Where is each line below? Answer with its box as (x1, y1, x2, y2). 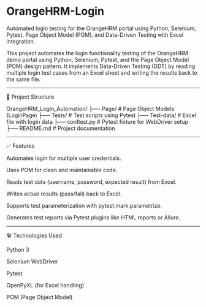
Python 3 (6, 246, 29, 253)
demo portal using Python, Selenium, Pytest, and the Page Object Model (6, 56, 189, 63)
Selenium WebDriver (6, 257, 58, 265)
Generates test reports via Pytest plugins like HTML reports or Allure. (6, 213, 181, 221)
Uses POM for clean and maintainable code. (6, 166, 118, 173)
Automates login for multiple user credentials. (6, 154, 121, 162)
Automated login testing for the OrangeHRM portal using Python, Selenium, (6, 25, 196, 32)
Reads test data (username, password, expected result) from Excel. (6, 178, 177, 185)
